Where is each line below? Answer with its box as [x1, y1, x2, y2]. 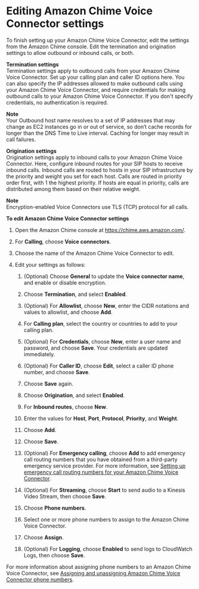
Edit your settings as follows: [14, 261, 86, 268]
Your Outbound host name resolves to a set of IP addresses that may [6, 116, 175, 124]
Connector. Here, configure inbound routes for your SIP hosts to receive [6, 160, 183, 167]
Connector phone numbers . [6, 576, 74, 583]
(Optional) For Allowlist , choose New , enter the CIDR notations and [23, 302, 189, 309]
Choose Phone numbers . [23, 504, 86, 511]
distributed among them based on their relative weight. [6, 185, 141, 192]
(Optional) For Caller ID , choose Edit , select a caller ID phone [23, 362, 174, 369]
